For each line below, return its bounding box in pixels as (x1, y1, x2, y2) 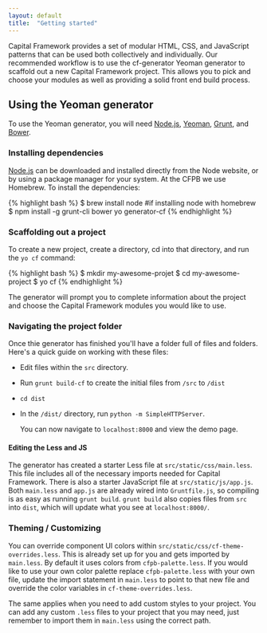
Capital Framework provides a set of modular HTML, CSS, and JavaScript (8, 41, 249, 50)
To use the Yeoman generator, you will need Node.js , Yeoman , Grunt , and (8, 119, 249, 128)
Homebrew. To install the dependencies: (8, 183, 141, 192)
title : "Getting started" (8, 19, 98, 27)
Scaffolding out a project (8, 226, 106, 238)
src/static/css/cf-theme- (158, 542, 245, 550)
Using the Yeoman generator (8, 97, 154, 112)
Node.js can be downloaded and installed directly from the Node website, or (8, 165, 259, 175)
